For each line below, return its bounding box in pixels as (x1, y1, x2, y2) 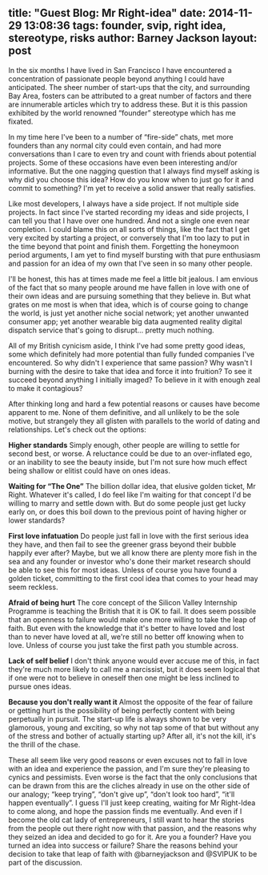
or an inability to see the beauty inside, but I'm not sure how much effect (8, 457, 248, 466)
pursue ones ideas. (8, 682, 72, 691)
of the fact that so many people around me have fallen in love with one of (8, 283, 250, 292)
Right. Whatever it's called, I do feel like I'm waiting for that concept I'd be (8, 490, 252, 499)
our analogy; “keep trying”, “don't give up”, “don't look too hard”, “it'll (8, 789, 235, 799)
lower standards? (8, 515, 66, 525)
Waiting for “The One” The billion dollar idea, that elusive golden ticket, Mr (8, 481, 256, 490)
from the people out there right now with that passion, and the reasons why (8, 823, 258, 833)
